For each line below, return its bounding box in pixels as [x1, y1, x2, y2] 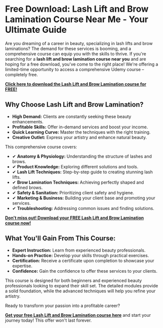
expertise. [12, 263, 33, 269]
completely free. [5, 71, 38, 77]
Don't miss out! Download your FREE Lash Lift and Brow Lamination [5, 214, 144, 221]
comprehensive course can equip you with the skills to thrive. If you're [5, 50, 146, 57]
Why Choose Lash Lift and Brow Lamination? [5, 100, 144, 109]
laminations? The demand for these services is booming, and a [5, 46, 131, 51]
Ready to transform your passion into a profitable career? [5, 303, 121, 308]
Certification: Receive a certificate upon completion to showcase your [12, 258, 155, 263]
